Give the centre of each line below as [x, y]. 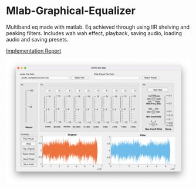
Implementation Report [34, 50]
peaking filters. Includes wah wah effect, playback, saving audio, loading [94, 33]
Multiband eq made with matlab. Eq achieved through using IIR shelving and [98, 27]
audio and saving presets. [37, 39]
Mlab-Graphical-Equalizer [71, 11]
